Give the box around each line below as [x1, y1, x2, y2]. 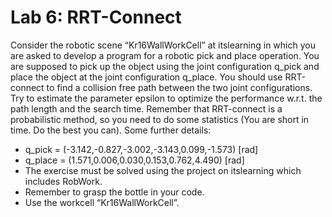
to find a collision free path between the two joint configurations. [46, 81, 313, 93]
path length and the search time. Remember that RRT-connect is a [10, 102, 283, 115]
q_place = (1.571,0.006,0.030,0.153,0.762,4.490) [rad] [24, 154, 245, 166]
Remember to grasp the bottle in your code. [24, 186, 205, 198]
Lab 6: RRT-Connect [10, 6, 182, 29]
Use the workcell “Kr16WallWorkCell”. [24, 196, 180, 208]
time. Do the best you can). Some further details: [10, 124, 212, 136]
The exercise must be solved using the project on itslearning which [24, 164, 302, 176]
